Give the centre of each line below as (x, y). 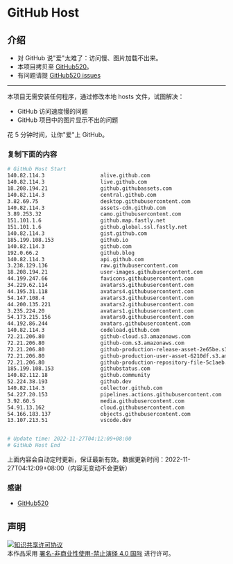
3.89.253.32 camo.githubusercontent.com (94, 214)
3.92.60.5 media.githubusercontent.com (96, 401)
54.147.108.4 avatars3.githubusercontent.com (101, 298)
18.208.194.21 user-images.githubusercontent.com (105, 272)
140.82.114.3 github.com (69, 246)
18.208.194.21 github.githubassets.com (89, 188)
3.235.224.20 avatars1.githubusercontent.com (101, 311)
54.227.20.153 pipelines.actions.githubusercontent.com (114, 394)
